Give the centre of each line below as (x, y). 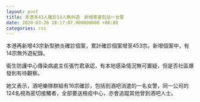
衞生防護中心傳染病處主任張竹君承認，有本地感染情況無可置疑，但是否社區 (97, 66)
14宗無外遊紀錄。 (27, 53)
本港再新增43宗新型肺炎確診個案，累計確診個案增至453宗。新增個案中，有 (98, 46)
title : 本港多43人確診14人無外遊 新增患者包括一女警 (65, 17)
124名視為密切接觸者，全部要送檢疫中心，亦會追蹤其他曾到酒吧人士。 (91, 93)
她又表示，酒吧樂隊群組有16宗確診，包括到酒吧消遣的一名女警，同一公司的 (98, 86)
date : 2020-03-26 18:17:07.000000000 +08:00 (62, 23)
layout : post (22, 12)
